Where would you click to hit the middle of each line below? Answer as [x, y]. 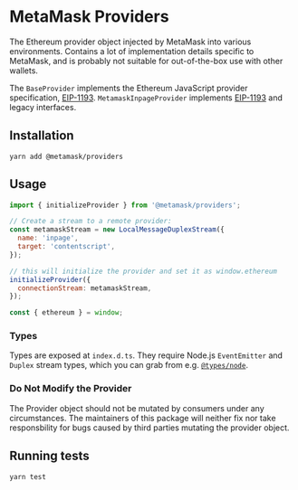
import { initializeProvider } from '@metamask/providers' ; [125, 205]
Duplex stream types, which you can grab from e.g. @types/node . [129, 365]
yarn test [28, 476]
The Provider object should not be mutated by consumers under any [137, 408]
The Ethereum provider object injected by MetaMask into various [130, 42]
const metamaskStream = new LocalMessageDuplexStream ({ [117, 230]
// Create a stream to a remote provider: [91, 221]
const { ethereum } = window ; [67, 313]
